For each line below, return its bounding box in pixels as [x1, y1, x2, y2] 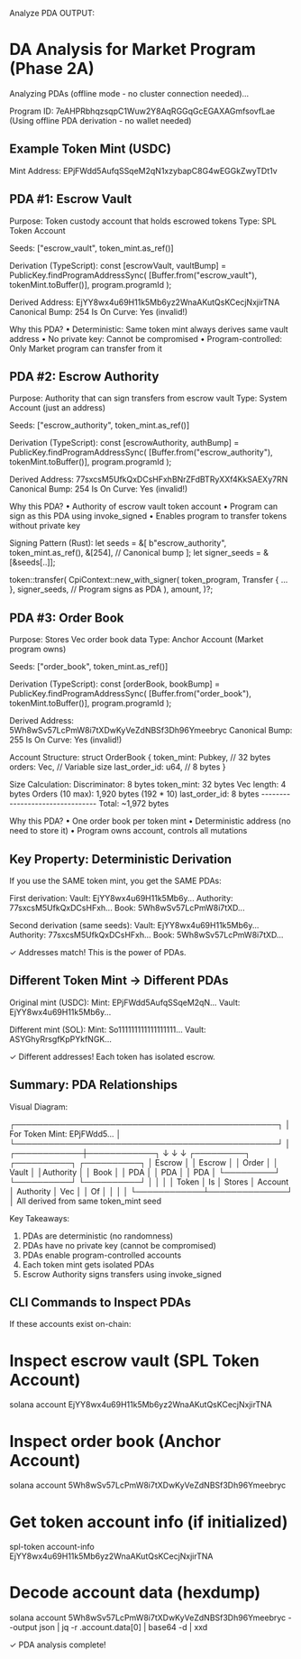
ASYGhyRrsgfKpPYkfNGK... [9, 1033, 113, 1045]
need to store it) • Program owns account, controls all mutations [9, 825, 248, 836]
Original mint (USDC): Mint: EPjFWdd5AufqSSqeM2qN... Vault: [9, 997, 241, 1008]
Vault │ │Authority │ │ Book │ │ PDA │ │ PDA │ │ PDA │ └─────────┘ [9, 1166, 281, 1177]
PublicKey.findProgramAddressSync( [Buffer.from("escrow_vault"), [9, 270, 258, 281]
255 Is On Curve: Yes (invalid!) [9, 734, 123, 745]
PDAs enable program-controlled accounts [22, 1249, 182, 1260]
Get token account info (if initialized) [9, 1511, 288, 1532]
